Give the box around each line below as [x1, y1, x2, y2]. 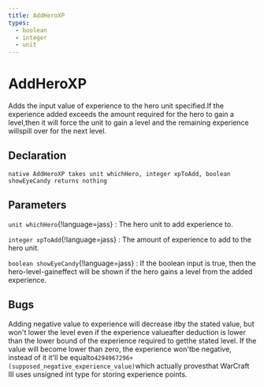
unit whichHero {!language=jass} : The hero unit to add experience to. [8, 219, 234, 229]
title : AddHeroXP [8, 11, 65, 20]
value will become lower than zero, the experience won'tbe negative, [8, 344, 232, 354]
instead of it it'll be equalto [8, 352, 95, 362]
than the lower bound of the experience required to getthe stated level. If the [8, 336, 257, 345]
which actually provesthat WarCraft [135, 361, 250, 370]
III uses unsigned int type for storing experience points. [8, 369, 188, 379]
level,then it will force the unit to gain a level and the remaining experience [8, 118, 250, 127]
